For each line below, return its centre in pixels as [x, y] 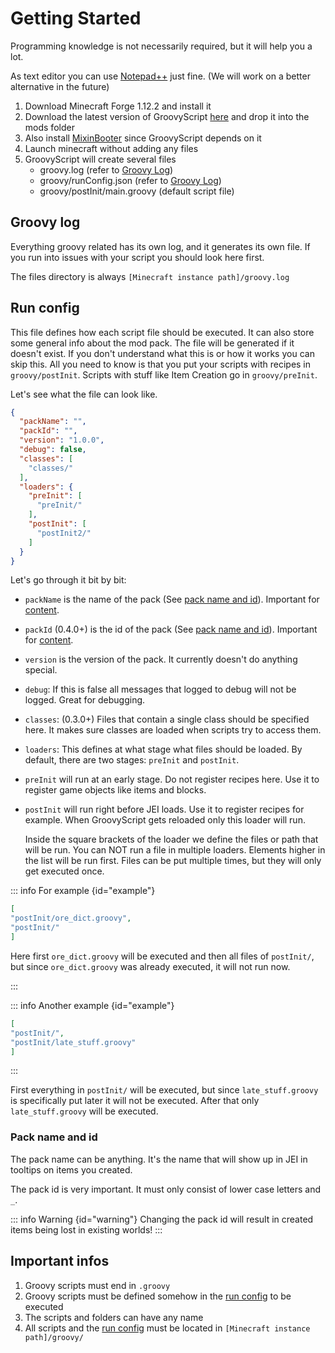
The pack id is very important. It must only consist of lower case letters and [166, 1189]
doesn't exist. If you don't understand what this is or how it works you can [162, 353]
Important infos [60, 1261]
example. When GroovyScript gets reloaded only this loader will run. [165, 820]
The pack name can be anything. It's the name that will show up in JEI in [159, 1159]
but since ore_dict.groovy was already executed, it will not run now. [150, 966]
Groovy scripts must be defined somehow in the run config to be [158, 1296]
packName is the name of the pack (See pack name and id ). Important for [172, 599]
